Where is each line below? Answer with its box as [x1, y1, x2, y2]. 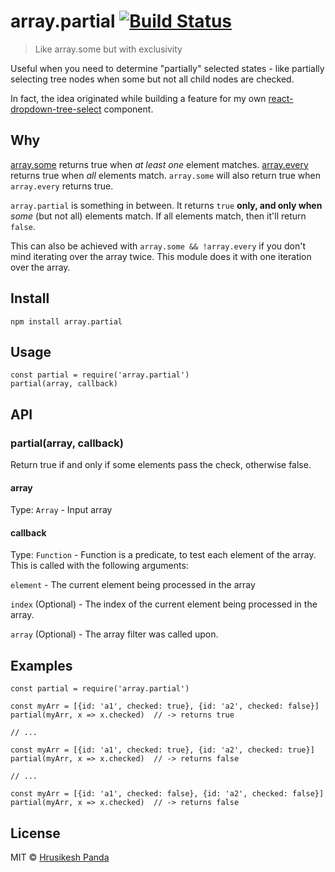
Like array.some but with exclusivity [34, 43, 183, 55]
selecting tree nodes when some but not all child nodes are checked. [10, 73, 295, 85]
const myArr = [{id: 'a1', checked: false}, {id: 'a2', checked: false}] [10, 789, 325, 799]
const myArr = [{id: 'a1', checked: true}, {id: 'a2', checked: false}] [10, 701, 320, 712]
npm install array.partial [10, 316, 123, 327]
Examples [10, 657, 73, 674]
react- [268, 92, 294, 104]
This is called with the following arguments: [10, 560, 189, 572]
